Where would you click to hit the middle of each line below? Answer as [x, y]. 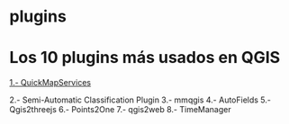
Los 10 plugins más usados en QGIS [145, 58]
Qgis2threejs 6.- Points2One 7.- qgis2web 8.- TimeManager [120, 110]
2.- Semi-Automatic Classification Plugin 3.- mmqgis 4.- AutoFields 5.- [140, 100]
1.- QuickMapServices [50, 83]
